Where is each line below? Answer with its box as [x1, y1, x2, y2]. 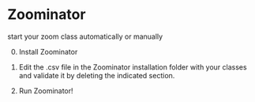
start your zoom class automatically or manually [7, 32, 163, 41]
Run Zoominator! [18, 85, 73, 96]
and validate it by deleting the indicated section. [18, 70, 175, 80]
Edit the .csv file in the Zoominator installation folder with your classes [18, 62, 247, 72]
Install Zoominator [18, 47, 78, 56]
